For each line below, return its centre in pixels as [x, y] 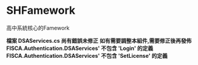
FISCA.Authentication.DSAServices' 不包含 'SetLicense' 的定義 [87, 55]
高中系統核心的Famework [38, 28]
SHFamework [41, 11]
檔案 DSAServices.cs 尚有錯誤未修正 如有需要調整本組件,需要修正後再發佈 [99, 40]
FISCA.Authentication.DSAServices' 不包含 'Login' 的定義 [80, 48]
